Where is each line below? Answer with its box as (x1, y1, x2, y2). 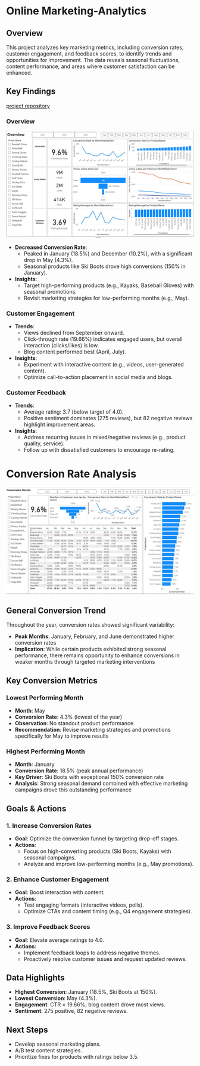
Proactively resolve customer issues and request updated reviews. (23, 955, 187, 962)
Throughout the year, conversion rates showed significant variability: (6, 621, 174, 628)
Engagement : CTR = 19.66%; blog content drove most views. (14, 1001, 165, 1008)
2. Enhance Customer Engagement (6, 875, 109, 883)
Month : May (14, 707, 46, 714)
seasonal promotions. (23, 288, 77, 295)
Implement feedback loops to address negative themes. (23, 949, 161, 956)
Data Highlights (6, 973, 65, 983)
